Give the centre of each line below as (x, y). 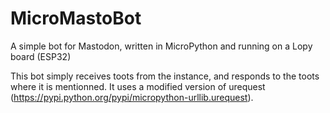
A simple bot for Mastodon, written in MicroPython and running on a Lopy (161, 46)
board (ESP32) (41, 56)
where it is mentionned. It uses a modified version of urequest (138, 86)
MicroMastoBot (76, 18)
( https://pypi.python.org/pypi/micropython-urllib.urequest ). (132, 97)
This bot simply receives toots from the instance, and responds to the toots (165, 76)
